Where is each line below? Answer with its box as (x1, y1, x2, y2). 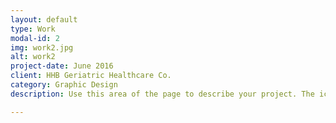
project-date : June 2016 (10, 61, 114, 71)
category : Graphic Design (10, 80, 118, 90)
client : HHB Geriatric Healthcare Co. (10, 71, 172, 81)
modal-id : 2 (10, 33, 60, 43)
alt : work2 (10, 52, 56, 62)
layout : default (10, 14, 78, 25)
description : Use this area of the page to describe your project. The (10, 89, 315, 99)
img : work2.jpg (10, 42, 74, 53)
